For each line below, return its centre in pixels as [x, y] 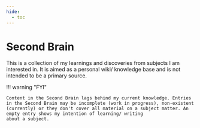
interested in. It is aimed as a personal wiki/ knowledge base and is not [93, 70]
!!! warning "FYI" [26, 88]
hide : [13, 12]
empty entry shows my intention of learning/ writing [75, 114]
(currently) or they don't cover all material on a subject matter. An [97, 109]
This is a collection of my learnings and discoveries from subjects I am [93, 63]
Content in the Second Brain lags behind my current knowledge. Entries [99, 98]
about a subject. [28, 119]
